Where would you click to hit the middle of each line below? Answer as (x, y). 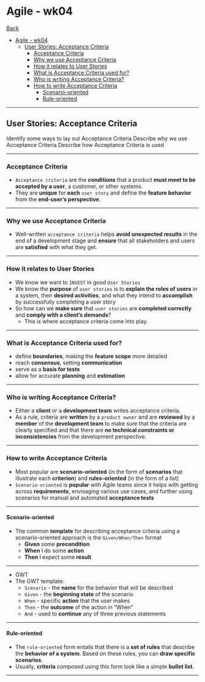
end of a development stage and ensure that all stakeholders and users (105, 241)
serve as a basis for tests (48, 369)
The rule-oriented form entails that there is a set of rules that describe (105, 646)
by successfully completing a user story (65, 302)
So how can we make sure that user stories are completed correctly (103, 308)
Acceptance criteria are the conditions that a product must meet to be (106, 180)
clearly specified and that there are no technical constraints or (95, 430)
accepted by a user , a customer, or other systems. (79, 186)
